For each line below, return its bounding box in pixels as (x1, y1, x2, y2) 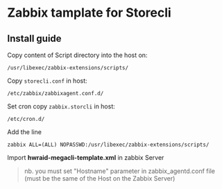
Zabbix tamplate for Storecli (7, 5, 171, 21)
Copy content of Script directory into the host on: (7, 51, 148, 59)
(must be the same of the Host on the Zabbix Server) (24, 174, 176, 182)
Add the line (7, 128, 42, 136)
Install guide (7, 33, 62, 44)
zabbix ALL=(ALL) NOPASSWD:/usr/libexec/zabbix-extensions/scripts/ (7, 141, 210, 148)
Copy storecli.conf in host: (7, 76, 88, 85)
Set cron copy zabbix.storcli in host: (7, 102, 116, 110)
